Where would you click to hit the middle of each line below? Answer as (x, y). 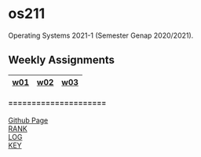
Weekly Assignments (62, 60)
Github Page (28, 120)
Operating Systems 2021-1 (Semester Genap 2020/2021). (101, 35)
